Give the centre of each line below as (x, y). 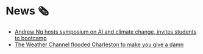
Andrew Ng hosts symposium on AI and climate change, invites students (105, 31)
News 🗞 (27, 11)
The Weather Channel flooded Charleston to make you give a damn (99, 44)
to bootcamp (30, 38)
